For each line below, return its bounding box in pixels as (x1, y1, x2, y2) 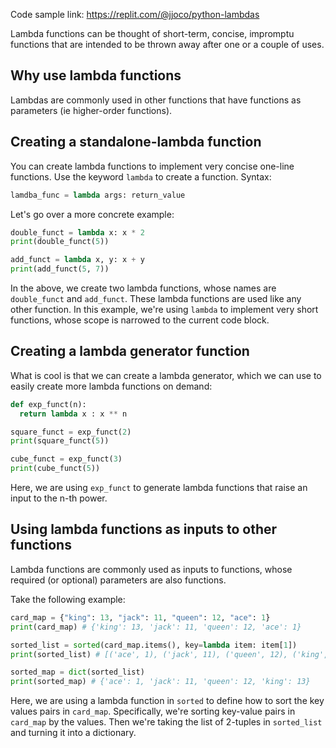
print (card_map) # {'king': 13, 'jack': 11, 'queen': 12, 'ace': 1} (10, 622, 302, 632)
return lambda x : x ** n (19, 409, 128, 419)
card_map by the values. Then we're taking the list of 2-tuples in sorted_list (10, 716, 323, 728)
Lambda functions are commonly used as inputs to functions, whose (10, 563, 293, 575)
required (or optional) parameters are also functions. (10, 574, 227, 586)
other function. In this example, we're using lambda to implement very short (10, 304, 319, 315)
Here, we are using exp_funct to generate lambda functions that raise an (10, 482, 308, 494)
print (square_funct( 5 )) (10, 436, 110, 446)
